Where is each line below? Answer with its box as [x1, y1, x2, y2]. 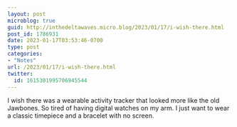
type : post [7, 44, 40, 51]
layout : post [7, 10, 46, 18]
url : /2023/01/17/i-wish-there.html [7, 63, 116, 71]
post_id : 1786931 [7, 30, 59, 38]
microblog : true [7, 17, 56, 24]
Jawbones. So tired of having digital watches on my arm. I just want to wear [7, 104, 230, 113]
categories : [7, 51, 43, 58]
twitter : [7, 70, 33, 77]
